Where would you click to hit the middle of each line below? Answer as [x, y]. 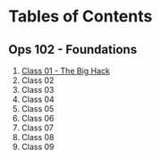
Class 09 [38, 146]
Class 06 [38, 118]
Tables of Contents [80, 17]
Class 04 [38, 99]
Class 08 [38, 137]
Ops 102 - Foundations [73, 50]
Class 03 [38, 90]
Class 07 [38, 128]
